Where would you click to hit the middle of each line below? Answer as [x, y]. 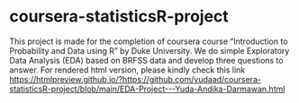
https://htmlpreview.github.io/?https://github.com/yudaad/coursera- [135, 79]
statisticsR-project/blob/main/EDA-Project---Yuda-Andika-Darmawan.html [147, 89]
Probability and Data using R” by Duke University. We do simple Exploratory [149, 50]
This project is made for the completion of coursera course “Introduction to [149, 41]
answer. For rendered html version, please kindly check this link [127, 70]
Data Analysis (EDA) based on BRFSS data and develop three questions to [146, 60]
